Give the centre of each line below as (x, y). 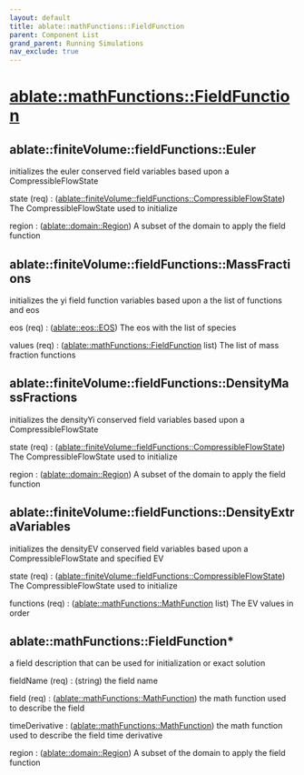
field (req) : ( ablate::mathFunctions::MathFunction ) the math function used (148, 699)
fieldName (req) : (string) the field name (84, 681)
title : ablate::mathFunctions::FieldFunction (97, 26)
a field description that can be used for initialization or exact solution (137, 663)
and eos (25, 309)
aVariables (40, 527)
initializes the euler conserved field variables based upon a (119, 171)
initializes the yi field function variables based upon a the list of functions (146, 300)
